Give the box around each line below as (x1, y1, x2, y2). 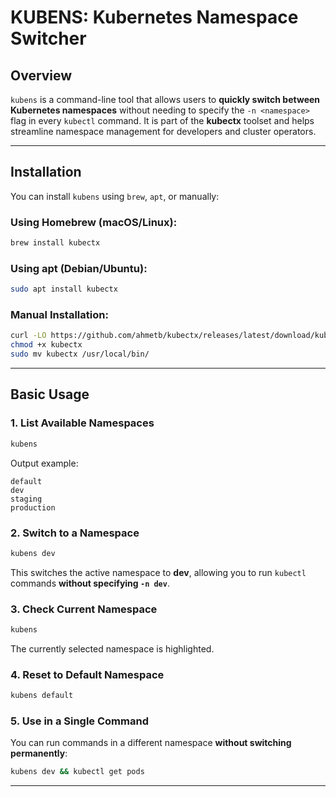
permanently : (10, 747, 68, 760)
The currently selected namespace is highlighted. (10, 642, 215, 655)
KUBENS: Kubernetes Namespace (10, 6, 299, 29)
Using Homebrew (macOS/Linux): (10, 215, 178, 229)
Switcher (10, 27, 87, 50)
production (10, 502, 56, 513)
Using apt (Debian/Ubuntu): (10, 261, 148, 275)
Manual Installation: (10, 308, 109, 322)
